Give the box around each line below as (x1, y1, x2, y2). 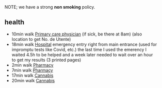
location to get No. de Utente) (11, 36, 71, 42)
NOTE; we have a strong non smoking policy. (4, 4, 96, 10)
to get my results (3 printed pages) (11, 57, 81, 63)
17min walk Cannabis (11, 72, 54, 78)
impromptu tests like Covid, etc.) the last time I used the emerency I (11, 46, 146, 53)
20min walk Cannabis (11, 77, 55, 83)
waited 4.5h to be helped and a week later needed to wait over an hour (11, 52, 153, 57)
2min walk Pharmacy (11, 62, 54, 68)
